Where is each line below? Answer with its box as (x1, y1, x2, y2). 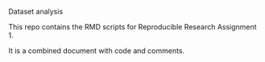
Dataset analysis (8, 7, 64, 16)
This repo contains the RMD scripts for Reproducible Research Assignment (8, 22, 257, 31)
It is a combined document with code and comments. (8, 46, 185, 55)
